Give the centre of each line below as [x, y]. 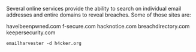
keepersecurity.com [31, 32]
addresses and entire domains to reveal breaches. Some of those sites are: [99, 15]
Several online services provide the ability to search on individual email [94, 9]
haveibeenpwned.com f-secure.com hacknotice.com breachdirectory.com [98, 26]
